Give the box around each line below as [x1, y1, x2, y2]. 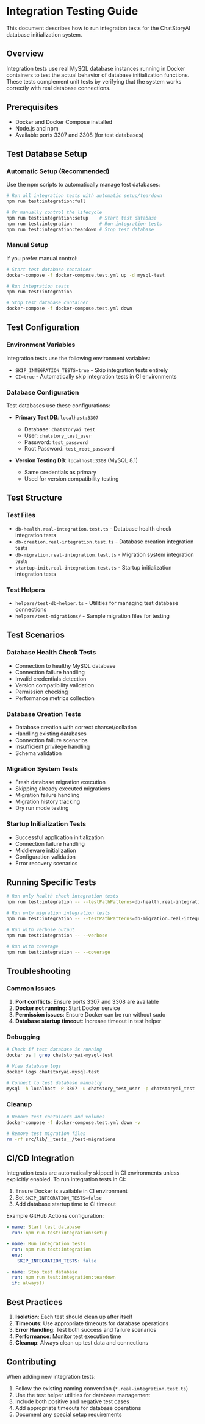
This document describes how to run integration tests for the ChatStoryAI [6, 24, 191, 32]
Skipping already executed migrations [15, 785, 111, 792]
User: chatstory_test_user [24, 432, 92, 440]
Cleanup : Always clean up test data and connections [15, 1339, 148, 1346]
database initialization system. [6, 30, 82, 38]
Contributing [6, 1357, 56, 1367]
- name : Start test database [6, 1224, 81, 1230]
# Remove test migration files [6, 1130, 86, 1137]
